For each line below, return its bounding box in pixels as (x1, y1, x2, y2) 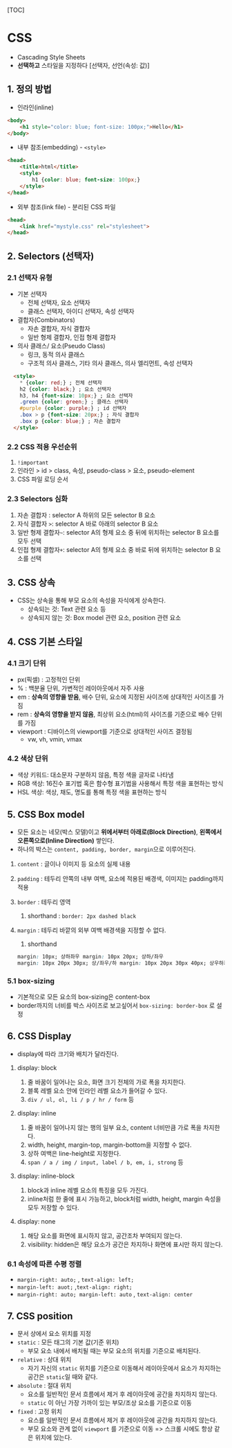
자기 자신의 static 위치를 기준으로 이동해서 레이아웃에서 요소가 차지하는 (27, 1364, 222, 1372)
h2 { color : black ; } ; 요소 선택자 (19, 386, 112, 393)
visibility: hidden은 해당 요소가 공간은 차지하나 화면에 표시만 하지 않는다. (27, 1240, 223, 1249)
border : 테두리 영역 (17, 898, 71, 906)
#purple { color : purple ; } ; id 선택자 (19, 405, 127, 412)
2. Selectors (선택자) (7, 250, 95, 262)
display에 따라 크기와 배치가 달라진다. (17, 1049, 119, 1058)
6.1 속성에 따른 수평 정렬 (7, 1259, 82, 1269)
